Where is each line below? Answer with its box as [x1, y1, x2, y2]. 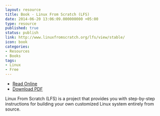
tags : [5, 58, 16, 63]
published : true [5, 26, 39, 31]
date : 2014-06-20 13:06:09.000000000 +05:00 [5, 16, 99, 21]
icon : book [5, 40, 28, 45]
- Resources [5, 49, 30, 54]
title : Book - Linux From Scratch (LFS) [5, 12, 90, 17]
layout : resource [5, 7, 41, 12]
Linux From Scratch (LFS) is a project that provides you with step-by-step [5, 96, 155, 102]
